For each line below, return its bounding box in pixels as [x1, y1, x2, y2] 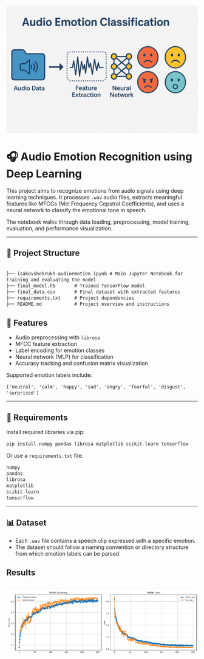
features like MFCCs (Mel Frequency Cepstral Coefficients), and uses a [6, 200, 185, 207]
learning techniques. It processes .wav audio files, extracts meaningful [6, 193, 182, 201]
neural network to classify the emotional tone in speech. [6, 206, 147, 213]
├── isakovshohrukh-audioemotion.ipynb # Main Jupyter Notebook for [6, 271, 183, 277]
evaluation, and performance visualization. [6, 224, 113, 232]
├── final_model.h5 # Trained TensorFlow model [6, 283, 146, 289]
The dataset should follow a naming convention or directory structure [15, 543, 189, 551]
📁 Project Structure [6, 248, 80, 258]
